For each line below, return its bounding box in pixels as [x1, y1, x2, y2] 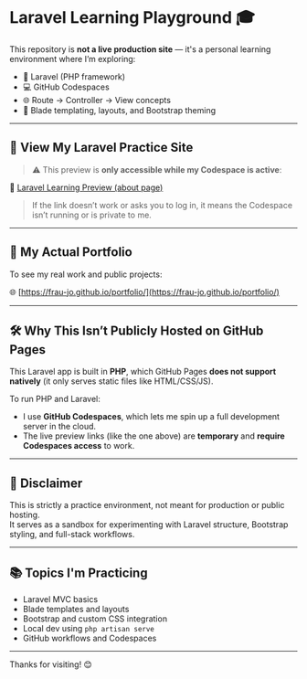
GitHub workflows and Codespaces [22, 632, 157, 643]
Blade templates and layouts [22, 604, 130, 614]
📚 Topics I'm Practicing [9, 565, 148, 580]
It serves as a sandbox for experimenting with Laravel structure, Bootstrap [9, 519, 289, 530]
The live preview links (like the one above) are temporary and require [22, 430, 285, 441]
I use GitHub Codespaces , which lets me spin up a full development [22, 411, 281, 422]
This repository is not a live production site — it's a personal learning [9, 43, 271, 55]
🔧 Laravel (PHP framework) [22, 70, 126, 82]
